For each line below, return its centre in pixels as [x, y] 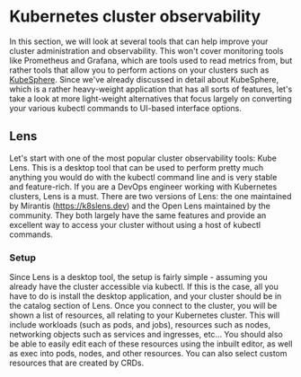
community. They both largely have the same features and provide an [138, 215]
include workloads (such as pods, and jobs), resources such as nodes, [140, 325]
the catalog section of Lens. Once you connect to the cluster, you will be [143, 306]
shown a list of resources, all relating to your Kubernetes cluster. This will [145, 315]
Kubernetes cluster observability [135, 17]
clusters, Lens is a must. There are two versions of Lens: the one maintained [150, 196]
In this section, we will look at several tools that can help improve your [139, 41]
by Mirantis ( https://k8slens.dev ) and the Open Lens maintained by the [140, 206]
